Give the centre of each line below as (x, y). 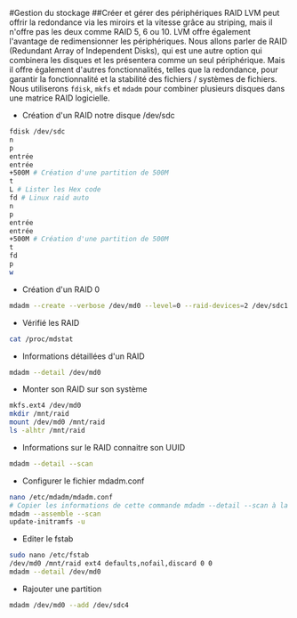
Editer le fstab (48, 539)
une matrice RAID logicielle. (60, 98)
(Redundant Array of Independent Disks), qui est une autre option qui (136, 51)
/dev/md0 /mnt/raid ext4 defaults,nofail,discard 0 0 (111, 564)
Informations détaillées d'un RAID (83, 356)
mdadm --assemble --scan (55, 514)
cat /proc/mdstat (41, 339)
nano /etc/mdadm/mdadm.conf (61, 497)
